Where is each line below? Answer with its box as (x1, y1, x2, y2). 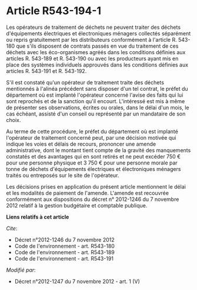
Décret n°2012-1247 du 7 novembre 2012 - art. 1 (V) (14, 278, 140, 285)
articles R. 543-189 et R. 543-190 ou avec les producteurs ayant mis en (6, 55, 179, 62)
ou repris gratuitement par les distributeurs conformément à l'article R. (6, 36, 178, 43)
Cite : (6, 225, 18, 232)
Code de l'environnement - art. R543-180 (14, 242, 115, 249)
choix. (6, 116, 21, 123)
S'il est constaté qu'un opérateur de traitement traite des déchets (6, 78, 165, 86)
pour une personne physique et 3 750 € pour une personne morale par (6, 159, 178, 166)
